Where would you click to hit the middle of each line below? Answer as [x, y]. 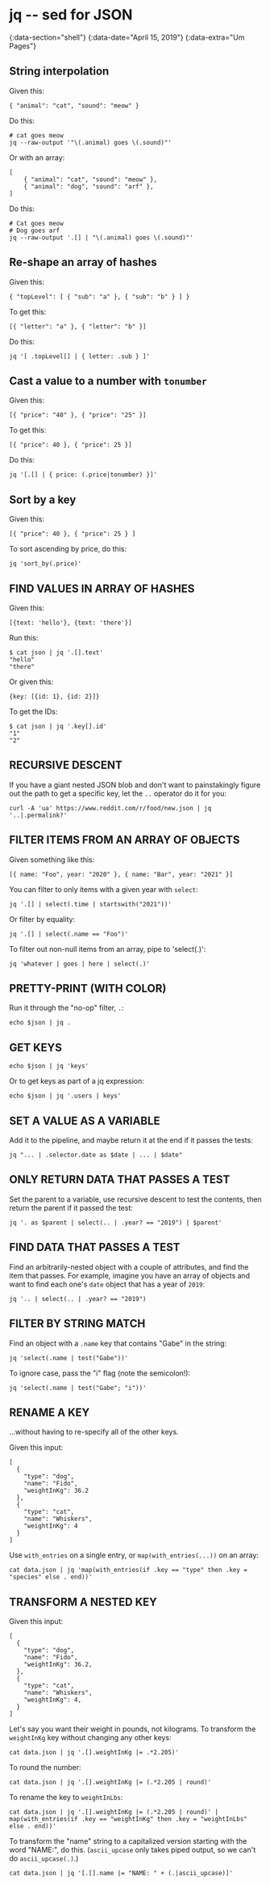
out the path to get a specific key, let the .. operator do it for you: [118, 793]
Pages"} [23, 45]
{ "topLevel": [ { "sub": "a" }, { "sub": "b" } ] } [100, 297]
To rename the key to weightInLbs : [66, 1798]
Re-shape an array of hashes [83, 262]
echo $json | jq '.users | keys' [65, 1096]
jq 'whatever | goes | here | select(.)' [80, 964]
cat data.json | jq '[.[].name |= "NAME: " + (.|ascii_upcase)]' [121, 1874]
